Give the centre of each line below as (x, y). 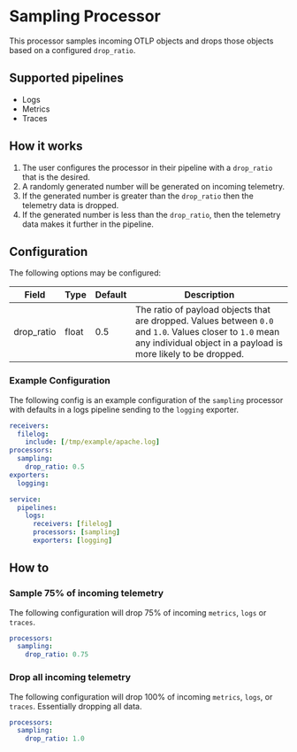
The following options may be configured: (85, 273)
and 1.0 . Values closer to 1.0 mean (208, 332)
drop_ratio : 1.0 (55, 739)
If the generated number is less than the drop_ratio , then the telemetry (151, 214)
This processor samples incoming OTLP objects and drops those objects (141, 41)
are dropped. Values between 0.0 (205, 321)
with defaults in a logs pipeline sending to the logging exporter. (124, 409)
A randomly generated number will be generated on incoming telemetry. (153, 186)
